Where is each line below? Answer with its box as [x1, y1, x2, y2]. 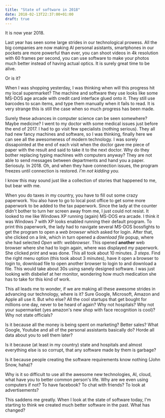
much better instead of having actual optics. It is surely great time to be [5, 60, 150, 67]
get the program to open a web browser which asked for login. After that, [5, 229, 154, 235]
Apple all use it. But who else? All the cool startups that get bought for [5, 296, 147, 302]
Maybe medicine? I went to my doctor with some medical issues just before [5, 121, 158, 126]
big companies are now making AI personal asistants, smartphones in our [5, 45, 154, 51]
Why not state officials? [5, 312, 53, 318]
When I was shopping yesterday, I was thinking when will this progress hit [5, 85, 155, 91]
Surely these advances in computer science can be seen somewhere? [5, 116, 148, 122]
